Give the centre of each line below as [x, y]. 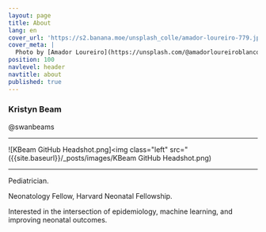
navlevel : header [37, 67]
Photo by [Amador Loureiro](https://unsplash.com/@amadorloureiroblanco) [139, 52]
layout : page [30, 15]
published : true [35, 82]
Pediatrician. [28, 181]
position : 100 [32, 60]
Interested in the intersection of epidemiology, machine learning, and [120, 211]
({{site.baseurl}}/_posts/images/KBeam [72, 158]
